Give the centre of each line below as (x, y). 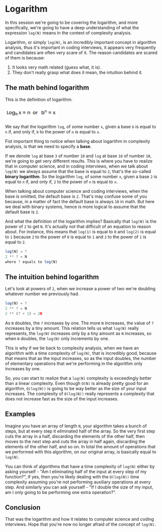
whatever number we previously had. (42, 294)
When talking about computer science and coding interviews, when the (77, 191)
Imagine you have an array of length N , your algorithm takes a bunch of (76, 426)
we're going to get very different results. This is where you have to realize (79, 161)
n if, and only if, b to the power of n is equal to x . (53, 132)
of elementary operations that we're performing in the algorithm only (74, 363)
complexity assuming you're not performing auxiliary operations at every (78, 482)
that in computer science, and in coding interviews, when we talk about (77, 166)
